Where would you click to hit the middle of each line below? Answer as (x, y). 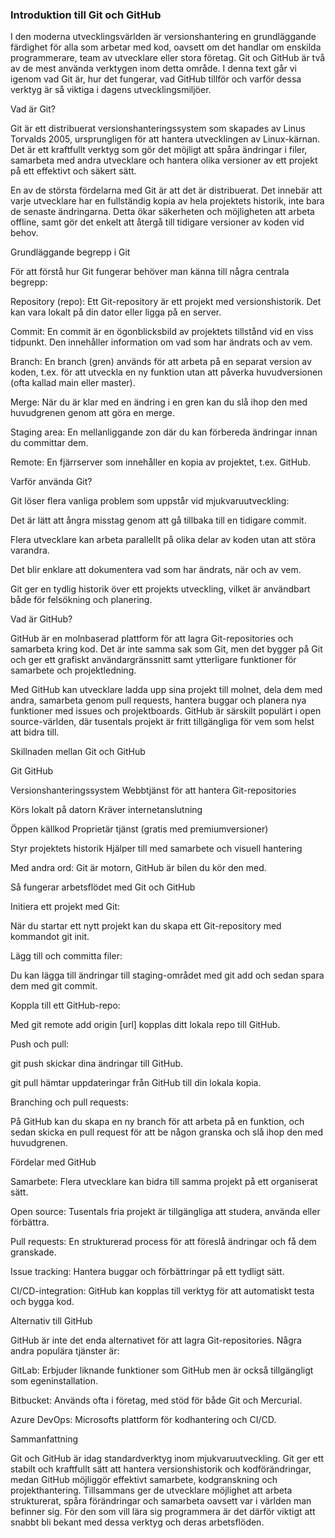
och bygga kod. (42, 1302)
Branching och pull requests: (69, 1102)
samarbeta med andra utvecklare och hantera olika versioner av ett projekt (164, 160)
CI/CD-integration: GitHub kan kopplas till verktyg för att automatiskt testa (162, 1291)
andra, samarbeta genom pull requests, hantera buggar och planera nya (158, 700)
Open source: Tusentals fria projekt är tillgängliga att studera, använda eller (165, 1212)
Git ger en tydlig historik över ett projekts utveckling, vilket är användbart (160, 589)
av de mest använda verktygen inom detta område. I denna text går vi (153, 69)
